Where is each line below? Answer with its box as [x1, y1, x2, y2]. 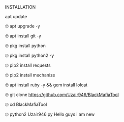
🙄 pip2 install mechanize [5, 72, 56, 78]
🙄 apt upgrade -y [5, 23, 40, 29]
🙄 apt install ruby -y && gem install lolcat [5, 82, 88, 88]
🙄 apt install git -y [5, 33, 41, 39]
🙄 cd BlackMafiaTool [5, 101, 47, 107]
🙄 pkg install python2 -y [5, 52, 54, 58]
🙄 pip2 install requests [5, 62, 51, 68]
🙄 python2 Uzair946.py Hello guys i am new [5, 111, 95, 117]
